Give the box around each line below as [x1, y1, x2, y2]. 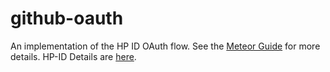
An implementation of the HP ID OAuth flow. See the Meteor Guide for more [10, 40, 321, 52]
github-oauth [10, 7, 124, 30]
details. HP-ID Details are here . [10, 50, 137, 62]
